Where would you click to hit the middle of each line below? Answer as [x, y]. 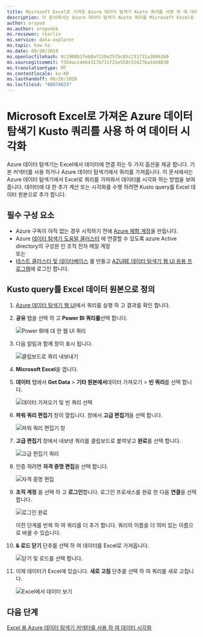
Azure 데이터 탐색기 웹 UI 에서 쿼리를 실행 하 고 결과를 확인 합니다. [93, 305]
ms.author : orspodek [33, 29]
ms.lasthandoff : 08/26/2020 [42, 79]
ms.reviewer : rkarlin [34, 34]
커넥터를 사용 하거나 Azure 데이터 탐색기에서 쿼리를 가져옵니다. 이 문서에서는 [103, 172]
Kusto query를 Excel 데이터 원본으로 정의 [81, 290]
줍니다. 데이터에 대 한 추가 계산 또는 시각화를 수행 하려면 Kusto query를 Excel [98, 187]
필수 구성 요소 [31, 215]
